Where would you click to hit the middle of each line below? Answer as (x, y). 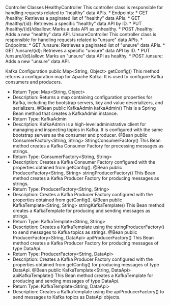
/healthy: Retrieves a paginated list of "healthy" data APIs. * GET (73, 18)
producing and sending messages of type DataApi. (66, 281)
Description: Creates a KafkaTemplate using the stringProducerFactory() (88, 227)
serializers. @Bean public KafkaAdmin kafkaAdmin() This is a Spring (84, 108)
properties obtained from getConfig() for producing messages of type (86, 265)
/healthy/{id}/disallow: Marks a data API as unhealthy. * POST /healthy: (80, 29)
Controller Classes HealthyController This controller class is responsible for (84, 7)
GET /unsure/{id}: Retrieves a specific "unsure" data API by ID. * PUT (78, 51)
